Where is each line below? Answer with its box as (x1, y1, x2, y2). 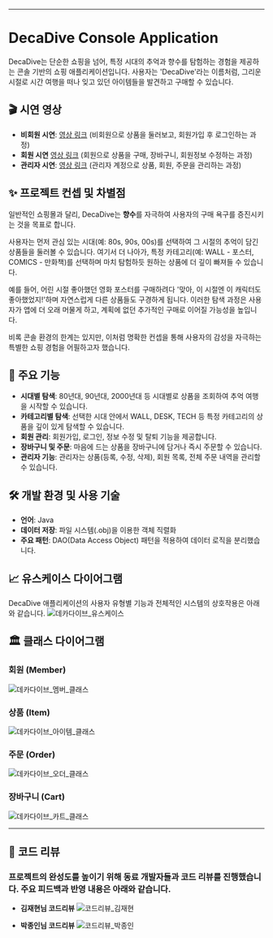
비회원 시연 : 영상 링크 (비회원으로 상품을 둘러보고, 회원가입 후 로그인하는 (19, 129, 249, 139)
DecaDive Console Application (8, 29, 219, 47)
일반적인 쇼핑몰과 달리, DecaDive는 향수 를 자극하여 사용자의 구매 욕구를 (8, 209, 236, 219)
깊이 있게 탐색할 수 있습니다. (35, 421, 124, 431)
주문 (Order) (8, 749, 55, 760)
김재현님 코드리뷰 (19, 903, 76, 914)
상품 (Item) (8, 707, 50, 718)
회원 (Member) (8, 664, 67, 676)
